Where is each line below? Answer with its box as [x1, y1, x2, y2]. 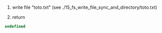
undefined [5, 24, 26, 29]
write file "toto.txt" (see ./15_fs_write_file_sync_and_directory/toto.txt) [12, 5, 157, 10]
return [12, 14, 25, 20]
